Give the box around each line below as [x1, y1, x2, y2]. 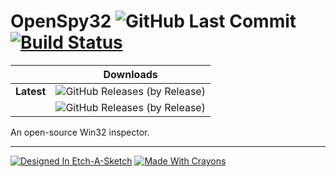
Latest [15, 84, 47, 98]
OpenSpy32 [10, 10, 112, 33]
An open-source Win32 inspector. [10, 126, 150, 138]
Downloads [103, 67, 158, 81]
